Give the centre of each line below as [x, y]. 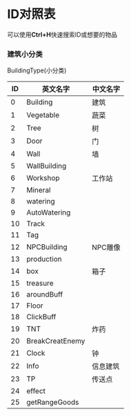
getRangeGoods [53, 402]
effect [36, 391]
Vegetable [43, 115]
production [44, 259]
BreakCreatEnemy [56, 341]
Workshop [43, 178]
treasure [40, 284]
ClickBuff [41, 317]
